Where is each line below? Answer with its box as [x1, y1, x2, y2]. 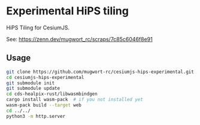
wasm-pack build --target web [6, 102, 82, 108]
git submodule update [6, 86, 60, 92]
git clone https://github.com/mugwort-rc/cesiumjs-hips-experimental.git [6, 69, 195, 75]
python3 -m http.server [6, 113, 66, 119]
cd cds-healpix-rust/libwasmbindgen [6, 91, 98, 97]
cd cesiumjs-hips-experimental [6, 74, 84, 80]
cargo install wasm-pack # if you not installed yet [6, 97, 144, 103]
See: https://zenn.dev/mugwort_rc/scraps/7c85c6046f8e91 [6, 35, 153, 42]
